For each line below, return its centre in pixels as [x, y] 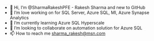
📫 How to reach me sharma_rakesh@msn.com [58, 33]
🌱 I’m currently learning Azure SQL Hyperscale [57, 23]
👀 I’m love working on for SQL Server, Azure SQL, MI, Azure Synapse [79, 13]
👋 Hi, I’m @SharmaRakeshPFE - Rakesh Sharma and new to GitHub [77, 7]
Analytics [19, 18]
